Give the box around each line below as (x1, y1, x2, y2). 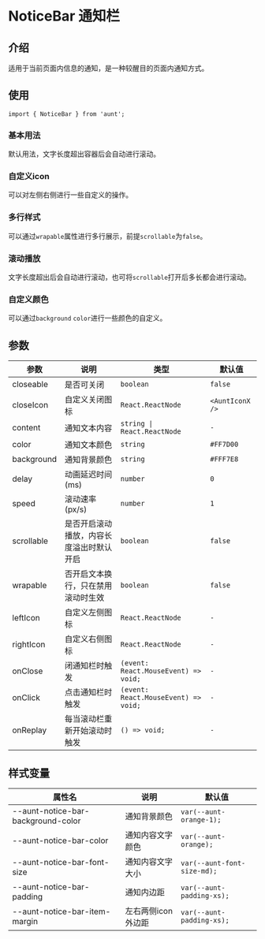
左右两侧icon (125, 905, 174, 916)
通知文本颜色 (64, 439, 113, 450)
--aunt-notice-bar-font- (12, 856, 110, 867)
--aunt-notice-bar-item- (12, 906, 111, 917)
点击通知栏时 (64, 687, 113, 698)
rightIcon (12, 639, 46, 650)
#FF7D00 (210, 440, 239, 449)
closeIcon (12, 400, 49, 411)
